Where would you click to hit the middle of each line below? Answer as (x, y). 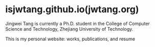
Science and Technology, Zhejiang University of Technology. (69, 29)
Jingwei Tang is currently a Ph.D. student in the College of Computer (77, 24)
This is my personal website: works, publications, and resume (70, 39)
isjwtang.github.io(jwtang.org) (72, 9)
